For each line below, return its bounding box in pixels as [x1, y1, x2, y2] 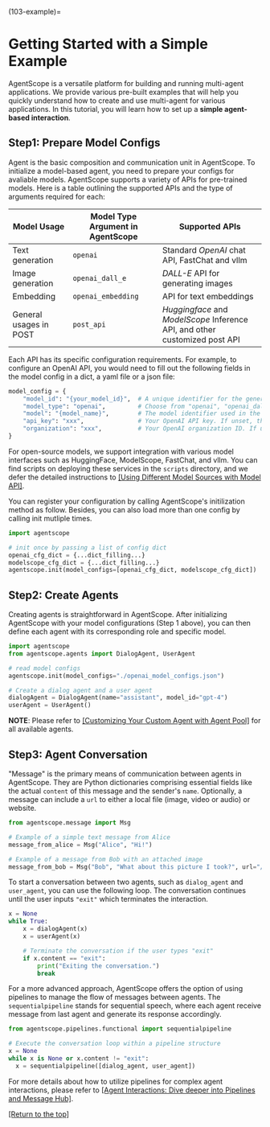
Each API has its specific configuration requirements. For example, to [8, 354, 237, 364]
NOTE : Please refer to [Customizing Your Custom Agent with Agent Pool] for [8, 716, 261, 726]
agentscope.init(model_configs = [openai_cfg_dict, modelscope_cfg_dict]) [8, 566, 257, 574]
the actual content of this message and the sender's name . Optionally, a [8, 786, 243, 796]
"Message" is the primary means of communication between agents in [8, 769, 242, 779]
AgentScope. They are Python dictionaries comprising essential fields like [8, 778, 253, 787]
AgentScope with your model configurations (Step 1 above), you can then [8, 619, 252, 628]
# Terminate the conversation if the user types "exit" [22, 947, 215, 955]
